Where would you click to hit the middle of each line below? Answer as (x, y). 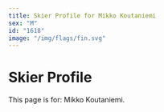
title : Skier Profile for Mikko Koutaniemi (82, 16)
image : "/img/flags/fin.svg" (57, 38)
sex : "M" (23, 23)
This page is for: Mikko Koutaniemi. (67, 100)
